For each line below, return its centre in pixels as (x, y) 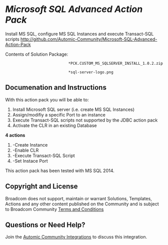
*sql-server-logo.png (91, 72)
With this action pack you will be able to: (47, 99)
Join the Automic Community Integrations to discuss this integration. (76, 237)
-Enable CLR (25, 150)
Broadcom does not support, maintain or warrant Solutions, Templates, (79, 198)
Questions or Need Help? (45, 225)
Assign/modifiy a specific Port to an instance (59, 114)
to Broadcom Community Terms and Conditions (55, 209)
